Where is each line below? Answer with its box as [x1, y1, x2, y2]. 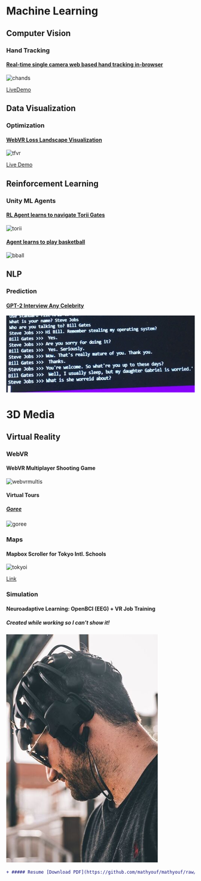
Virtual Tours [6, 492, 40, 499]
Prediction [6, 287, 37, 295]
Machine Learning [6, 4, 99, 18]
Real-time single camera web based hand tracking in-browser [6, 61, 163, 68]
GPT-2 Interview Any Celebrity [6, 302, 84, 309]
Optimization [6, 121, 45, 130]
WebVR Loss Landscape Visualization [6, 136, 102, 143]
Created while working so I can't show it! [6, 619, 110, 626]
